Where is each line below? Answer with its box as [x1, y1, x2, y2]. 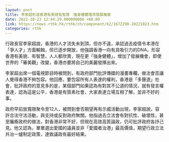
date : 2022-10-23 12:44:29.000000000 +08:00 [5, 17, 100, 22]
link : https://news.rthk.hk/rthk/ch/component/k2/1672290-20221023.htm [5, 21, 158, 27]
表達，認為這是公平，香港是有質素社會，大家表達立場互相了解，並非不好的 [5, 89, 159, 95]
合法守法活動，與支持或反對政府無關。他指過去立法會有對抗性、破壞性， [9, 112, 159, 118]
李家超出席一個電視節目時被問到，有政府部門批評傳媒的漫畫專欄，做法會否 [5, 70, 159, 76]
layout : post [5, 7, 33, 13]
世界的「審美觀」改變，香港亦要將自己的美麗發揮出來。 [5, 59, 120, 65]
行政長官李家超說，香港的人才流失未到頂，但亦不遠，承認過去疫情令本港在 [5, 41, 159, 47]
